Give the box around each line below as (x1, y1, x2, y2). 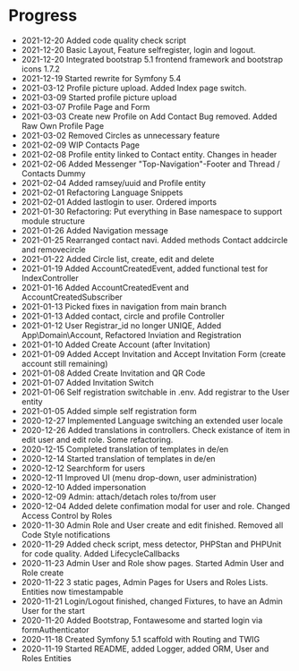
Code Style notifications (21, 529, 111, 539)
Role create (21, 567, 64, 578)
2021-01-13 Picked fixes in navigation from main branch (21, 301, 227, 311)
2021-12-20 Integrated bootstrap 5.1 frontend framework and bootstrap (21, 54, 284, 64)
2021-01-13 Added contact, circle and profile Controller (21, 310, 226, 321)
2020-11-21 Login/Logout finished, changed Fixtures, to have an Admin (21, 596, 284, 607)
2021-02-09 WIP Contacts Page (21, 140, 141, 150)
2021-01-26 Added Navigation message (21, 225, 169, 235)
